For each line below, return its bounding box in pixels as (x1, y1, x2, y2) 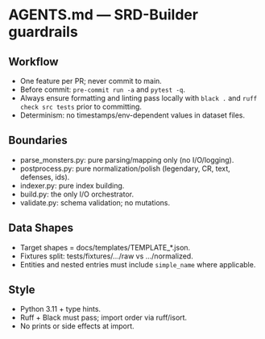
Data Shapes (8, 221, 74, 235)
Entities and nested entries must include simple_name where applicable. (19, 259, 256, 269)
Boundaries (8, 134, 68, 147)
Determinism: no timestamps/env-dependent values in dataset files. (19, 110, 246, 120)
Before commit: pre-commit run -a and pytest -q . (19, 85, 186, 94)
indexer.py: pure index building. (19, 180, 125, 190)
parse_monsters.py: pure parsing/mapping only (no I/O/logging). (19, 155, 234, 164)
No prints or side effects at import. (19, 321, 135, 331)
